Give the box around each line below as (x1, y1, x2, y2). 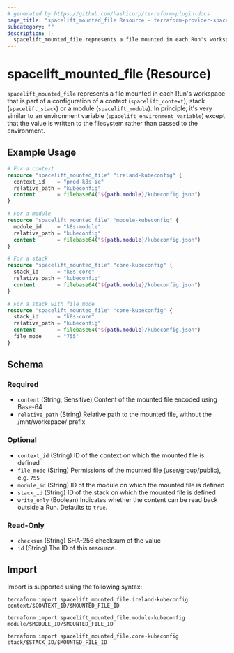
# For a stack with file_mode (7, 300, 95, 307)
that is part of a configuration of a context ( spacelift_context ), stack (7, 97, 205, 105)
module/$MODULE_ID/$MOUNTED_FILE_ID (7, 620, 114, 627)
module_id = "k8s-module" (13, 223, 101, 230)
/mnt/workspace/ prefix (17, 418, 86, 426)
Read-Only (7, 520, 45, 530)
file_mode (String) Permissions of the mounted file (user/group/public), (17, 466, 221, 474)
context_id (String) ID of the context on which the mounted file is (17, 451, 205, 460)
